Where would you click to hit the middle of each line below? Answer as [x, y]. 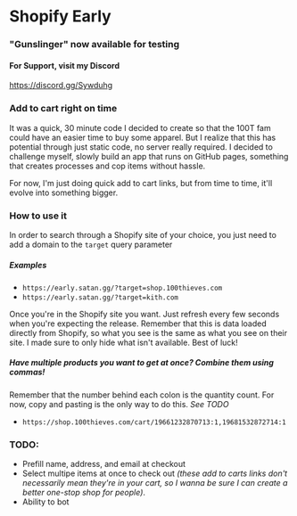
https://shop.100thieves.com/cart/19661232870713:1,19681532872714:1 [154, 422]
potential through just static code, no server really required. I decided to [141, 147]
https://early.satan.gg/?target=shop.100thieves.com [122, 288]
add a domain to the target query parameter [91, 244]
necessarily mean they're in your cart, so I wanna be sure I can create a [155, 483]
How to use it [38, 216]
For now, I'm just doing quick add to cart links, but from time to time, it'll [141, 183]
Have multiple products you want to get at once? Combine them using [142, 363]
